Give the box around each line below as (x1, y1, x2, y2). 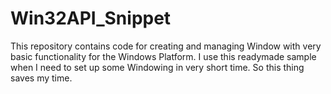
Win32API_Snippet (10, 7, 172, 30)
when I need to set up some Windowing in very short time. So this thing (10, 61, 305, 73)
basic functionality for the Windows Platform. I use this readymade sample (10, 50, 317, 62)
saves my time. (10, 72, 73, 84)
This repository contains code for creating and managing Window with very (10, 40, 322, 52)
